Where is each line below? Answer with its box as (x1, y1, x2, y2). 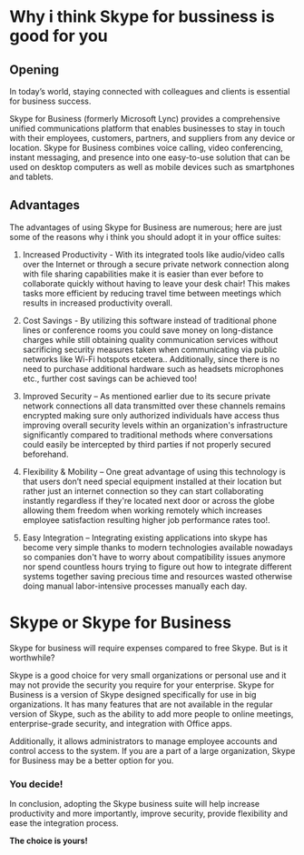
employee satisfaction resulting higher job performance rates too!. (22, 514, 270, 525)
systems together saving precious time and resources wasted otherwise (22, 570, 293, 581)
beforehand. (22, 448, 69, 459)
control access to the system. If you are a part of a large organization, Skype (9, 745, 296, 756)
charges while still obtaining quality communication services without (22, 334, 279, 345)
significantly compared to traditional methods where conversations (22, 429, 274, 440)
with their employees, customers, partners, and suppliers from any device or (9, 133, 296, 143)
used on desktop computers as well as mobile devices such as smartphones (9, 162, 295, 172)
